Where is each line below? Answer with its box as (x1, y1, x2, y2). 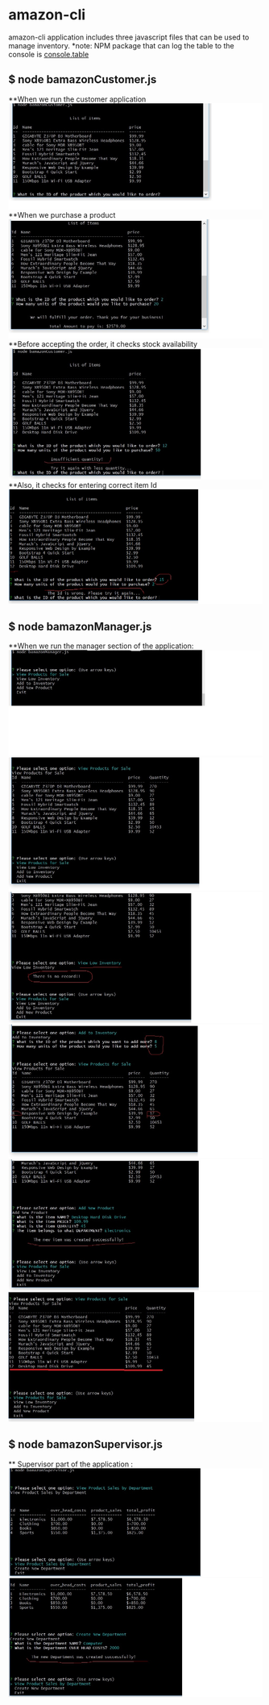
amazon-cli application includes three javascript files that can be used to (8, 32, 250, 42)
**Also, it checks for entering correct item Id (8, 480, 157, 489)
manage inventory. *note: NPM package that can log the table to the (8, 40, 235, 50)
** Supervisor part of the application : (8, 1459, 134, 1469)
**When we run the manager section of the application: (8, 641, 194, 651)
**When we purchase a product (8, 210, 116, 219)
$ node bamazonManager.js (8, 619, 152, 634)
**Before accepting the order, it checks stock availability (8, 339, 198, 349)
